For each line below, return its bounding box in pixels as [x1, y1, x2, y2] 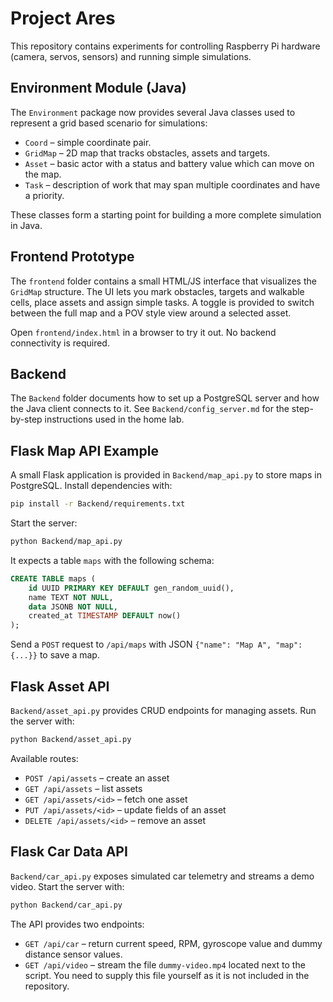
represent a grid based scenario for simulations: [10, 117, 208, 129]
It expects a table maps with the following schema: [10, 554, 215, 566]
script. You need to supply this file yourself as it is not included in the [24, 969, 310, 981]
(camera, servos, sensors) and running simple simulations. [10, 50, 252, 62]
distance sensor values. [24, 948, 123, 960]
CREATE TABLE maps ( [10, 573, 97, 584]
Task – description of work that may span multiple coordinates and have [24, 178, 321, 191]
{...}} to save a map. [10, 649, 100, 661]
